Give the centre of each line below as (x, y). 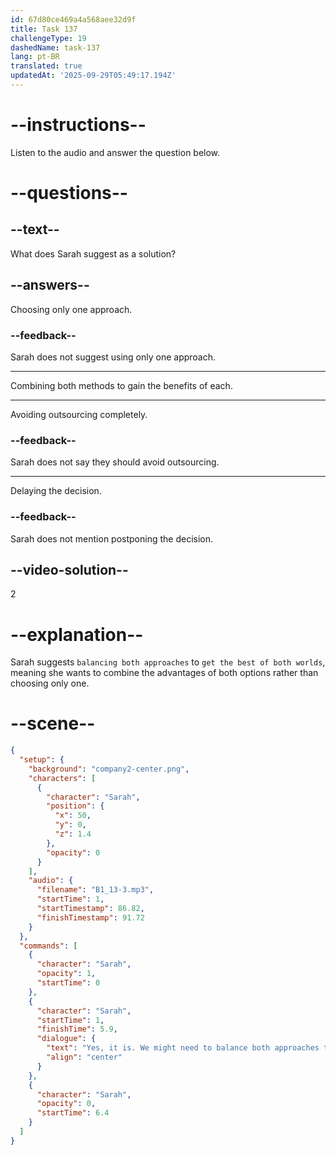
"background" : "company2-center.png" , (109, 769)
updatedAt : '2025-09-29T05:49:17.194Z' (93, 76)
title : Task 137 (44, 29)
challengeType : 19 (48, 38)
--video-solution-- (69, 569)
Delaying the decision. (56, 491)
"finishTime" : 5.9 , (77, 1029)
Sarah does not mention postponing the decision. (112, 538)
